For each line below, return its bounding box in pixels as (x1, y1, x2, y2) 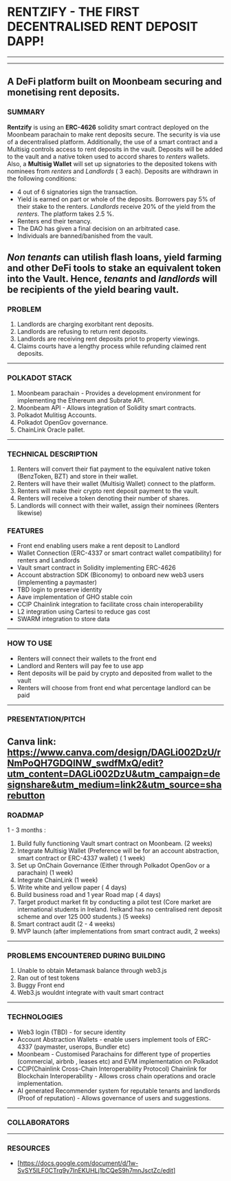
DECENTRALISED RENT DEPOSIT (7, 19, 199, 34)
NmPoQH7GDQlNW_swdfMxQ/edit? (7, 757, 164, 769)
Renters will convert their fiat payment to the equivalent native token (16, 465, 211, 473)
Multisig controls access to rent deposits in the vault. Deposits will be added (7, 145, 223, 153)
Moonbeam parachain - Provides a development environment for (16, 389, 201, 397)
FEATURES (7, 525, 44, 535)
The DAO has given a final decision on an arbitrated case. (16, 224, 180, 232)
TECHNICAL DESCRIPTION (7, 449, 98, 458)
